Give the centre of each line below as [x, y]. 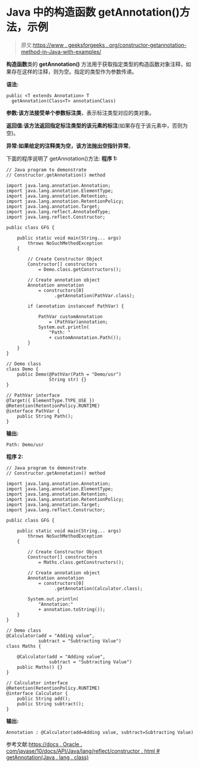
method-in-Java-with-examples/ [61, 52]
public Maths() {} [40, 667]
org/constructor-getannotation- [148, 45]
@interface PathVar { [33, 411]
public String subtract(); [50, 704]
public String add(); [44, 699]
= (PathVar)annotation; [79, 322]
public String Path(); [45, 416]
